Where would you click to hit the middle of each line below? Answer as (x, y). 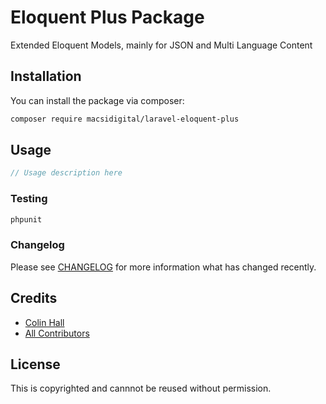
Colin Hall (44, 322)
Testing (29, 199)
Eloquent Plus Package (107, 17)
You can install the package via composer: (97, 100)
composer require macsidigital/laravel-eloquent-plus (125, 119)
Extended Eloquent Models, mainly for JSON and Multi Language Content (161, 45)
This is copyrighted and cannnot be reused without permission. (141, 388)
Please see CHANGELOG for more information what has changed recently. (163, 267)
